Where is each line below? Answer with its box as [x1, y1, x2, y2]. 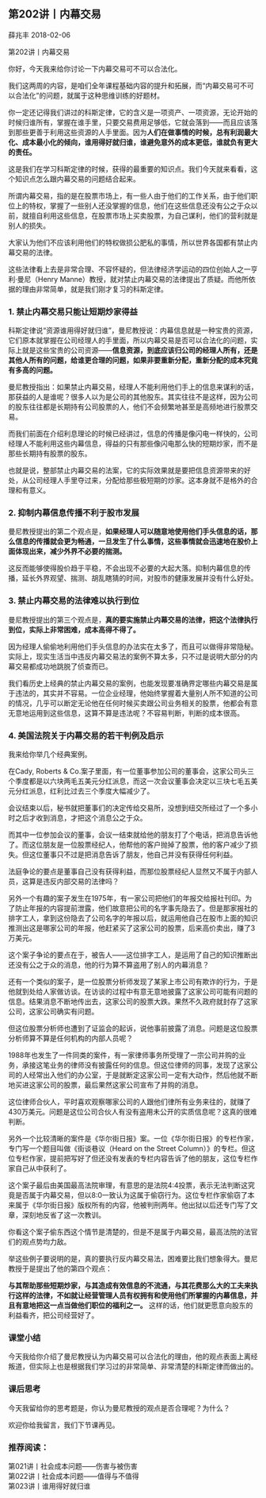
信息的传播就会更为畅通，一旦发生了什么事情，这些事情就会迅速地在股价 [14, 537, 251, 546]
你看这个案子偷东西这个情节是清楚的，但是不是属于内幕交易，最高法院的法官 [8, 1227, 258, 1237]
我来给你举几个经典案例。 [8, 750, 92, 759]
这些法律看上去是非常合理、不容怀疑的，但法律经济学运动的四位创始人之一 [8, 264, 251, 274]
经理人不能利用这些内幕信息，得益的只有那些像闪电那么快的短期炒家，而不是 [8, 439, 258, 449]
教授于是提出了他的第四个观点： [8, 1264, 112, 1273]
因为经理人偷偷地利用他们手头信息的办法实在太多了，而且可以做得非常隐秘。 [8, 642, 258, 651]
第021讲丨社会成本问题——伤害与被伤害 [8, 1461, 139, 1471]
